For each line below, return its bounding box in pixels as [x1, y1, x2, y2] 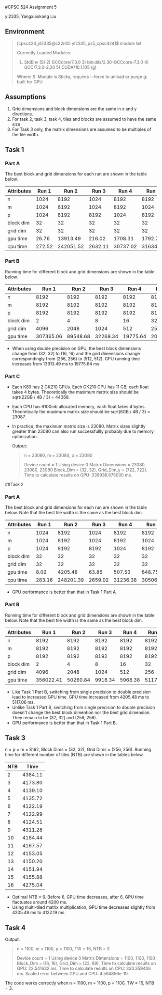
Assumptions [5, 93, 46, 101]
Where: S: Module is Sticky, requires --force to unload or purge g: [16, 74, 148, 79]
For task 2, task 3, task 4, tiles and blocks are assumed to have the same [12, 116, 157, 122]
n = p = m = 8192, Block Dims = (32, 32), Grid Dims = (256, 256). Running [5, 746, 151, 753]
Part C [5, 373, 20, 379]
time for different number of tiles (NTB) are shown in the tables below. [5, 752, 144, 758]
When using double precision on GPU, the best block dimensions [12, 345, 141, 351]
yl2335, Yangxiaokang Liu [5, 14, 56, 19]
